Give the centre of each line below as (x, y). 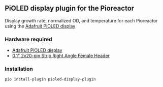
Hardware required (28, 39)
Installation (19, 69)
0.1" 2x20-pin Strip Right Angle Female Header (61, 56)
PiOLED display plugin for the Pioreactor (70, 8)
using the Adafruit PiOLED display (40, 26)
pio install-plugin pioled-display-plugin (50, 79)
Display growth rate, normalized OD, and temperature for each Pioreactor (81, 20)
